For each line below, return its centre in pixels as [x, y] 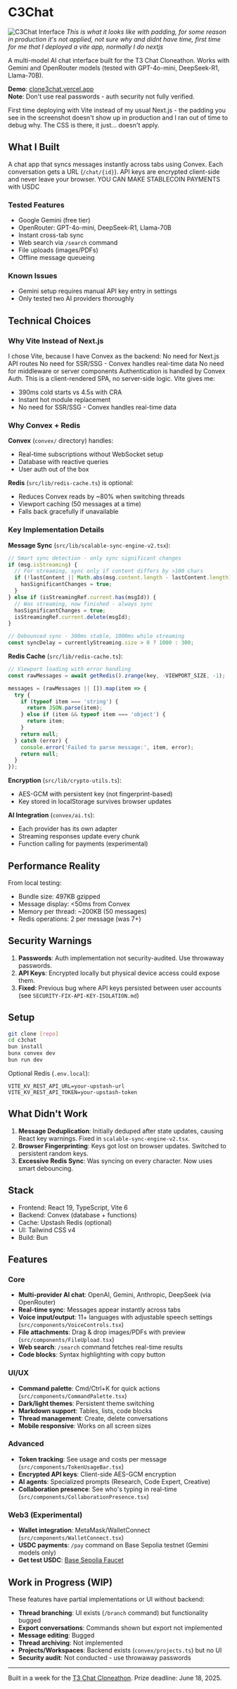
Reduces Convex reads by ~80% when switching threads [101, 496]
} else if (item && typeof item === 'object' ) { [93, 715]
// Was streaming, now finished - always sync [84, 604]
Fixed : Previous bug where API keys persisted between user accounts [120, 988]
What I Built [34, 147]
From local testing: [35, 883]
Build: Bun [33, 1237]
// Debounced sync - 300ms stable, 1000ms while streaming [96, 636]
